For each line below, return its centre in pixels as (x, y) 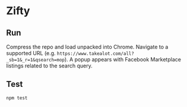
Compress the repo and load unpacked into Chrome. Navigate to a (87, 47)
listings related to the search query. (50, 66)
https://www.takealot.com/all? (96, 54)
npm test (17, 98)
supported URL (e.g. (31, 53)
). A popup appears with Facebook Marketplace (123, 59)
